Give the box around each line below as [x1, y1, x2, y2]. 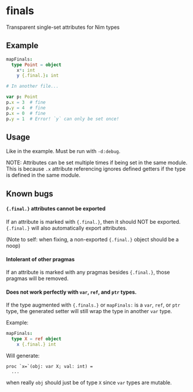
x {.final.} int [16, 341, 57, 348]
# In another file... [6, 84, 59, 89]
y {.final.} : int [16, 72, 59, 79]
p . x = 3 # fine [6, 99, 46, 105]
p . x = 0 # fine [6, 110, 46, 116]
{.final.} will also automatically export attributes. [6, 224, 127, 231]
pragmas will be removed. [6, 275, 69, 282]
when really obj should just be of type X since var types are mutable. [6, 378, 172, 386]
